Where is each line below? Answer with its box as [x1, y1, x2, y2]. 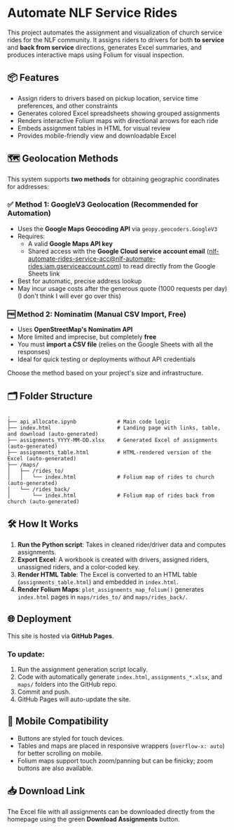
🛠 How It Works [7, 518, 79, 530]
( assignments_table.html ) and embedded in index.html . [17, 578, 179, 586]
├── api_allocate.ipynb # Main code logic [7, 418, 171, 425]
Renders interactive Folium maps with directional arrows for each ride [17, 116, 219, 124]
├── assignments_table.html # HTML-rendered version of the [7, 448, 212, 456]
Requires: [17, 232, 46, 240]
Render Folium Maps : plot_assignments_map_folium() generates [17, 585, 205, 593]
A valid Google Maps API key [27, 239, 113, 247]
